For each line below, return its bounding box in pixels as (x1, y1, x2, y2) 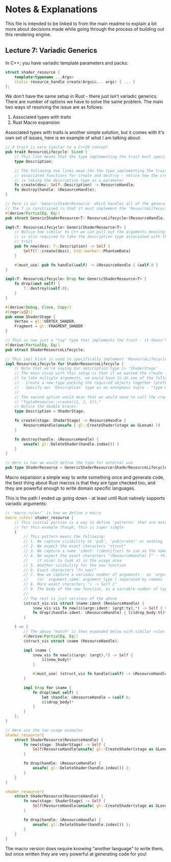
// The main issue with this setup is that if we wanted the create (14, 371, 163, 376)
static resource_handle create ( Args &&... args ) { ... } (14, 79, 136, 84)
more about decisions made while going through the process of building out (5, 26, 164, 32)
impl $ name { (23, 648, 51, 653)
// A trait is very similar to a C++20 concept (5, 145, 108, 150)
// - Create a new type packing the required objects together (14, 380, 152, 385)
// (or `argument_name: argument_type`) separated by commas (23, 577, 163, 582)
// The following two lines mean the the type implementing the (14, 168, 154, 173)
